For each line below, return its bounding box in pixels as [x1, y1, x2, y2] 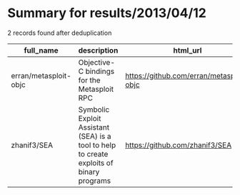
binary [78, 167, 100, 176]
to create [78, 149, 109, 159]
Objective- [78, 57, 116, 67]
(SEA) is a [78, 131, 111, 141]
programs [78, 176, 111, 186]
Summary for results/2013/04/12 [7, 5, 207, 21]
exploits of [78, 158, 114, 168]
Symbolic [78, 105, 110, 115]
